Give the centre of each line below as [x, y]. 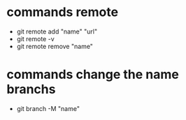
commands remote [63, 12]
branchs [31, 90]
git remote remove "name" [55, 46]
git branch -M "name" [48, 108]
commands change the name [93, 75]
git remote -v [35, 38]
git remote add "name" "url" [57, 31]
